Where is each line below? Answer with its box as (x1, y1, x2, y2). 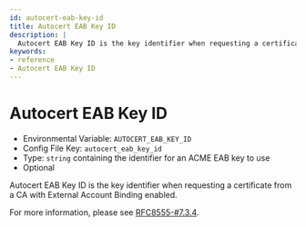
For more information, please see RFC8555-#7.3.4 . (9, 206, 199, 218)
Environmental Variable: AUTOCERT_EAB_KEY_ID (22, 133, 192, 143)
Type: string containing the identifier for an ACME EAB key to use (22, 152, 270, 163)
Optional (22, 162, 55, 173)
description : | (9, 30, 67, 39)
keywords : (9, 47, 47, 56)
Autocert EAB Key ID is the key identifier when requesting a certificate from (9, 179, 292, 191)
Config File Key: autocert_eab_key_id (22, 143, 162, 153)
